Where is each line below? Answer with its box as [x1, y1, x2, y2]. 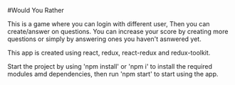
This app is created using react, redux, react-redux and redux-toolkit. [7, 49, 211, 57]
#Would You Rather [7, 6, 64, 14]
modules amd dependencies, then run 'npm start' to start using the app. [7, 70, 219, 78]
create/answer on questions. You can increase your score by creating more [7, 28, 229, 35]
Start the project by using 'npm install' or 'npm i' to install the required [7, 62, 212, 70]
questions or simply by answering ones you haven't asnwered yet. [7, 35, 202, 43]
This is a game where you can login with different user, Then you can [7, 20, 210, 28]
